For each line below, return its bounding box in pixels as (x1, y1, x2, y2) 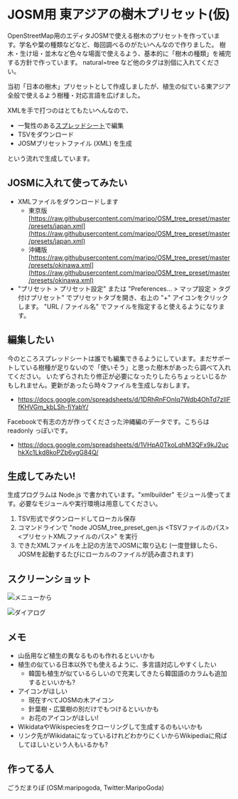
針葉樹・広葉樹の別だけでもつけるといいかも (28, 705, 160, 713)
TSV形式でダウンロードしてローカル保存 (17, 514, 136, 523)
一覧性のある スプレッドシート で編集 (17, 121, 124, 129)
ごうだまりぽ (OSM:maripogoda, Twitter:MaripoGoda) (7, 783, 165, 792)
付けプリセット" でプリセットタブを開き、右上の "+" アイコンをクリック (17, 293, 229, 302)
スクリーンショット (7, 573, 91, 585)
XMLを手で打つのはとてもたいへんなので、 (7, 106, 133, 115)
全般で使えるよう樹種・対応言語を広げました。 (7, 90, 144, 100)
